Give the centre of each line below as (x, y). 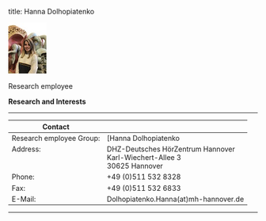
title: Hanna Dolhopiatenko (51, 11)
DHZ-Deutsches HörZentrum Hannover (171, 149)
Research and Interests (47, 101)
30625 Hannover (135, 166)
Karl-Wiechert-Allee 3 (144, 157)
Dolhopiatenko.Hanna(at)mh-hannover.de (175, 199)
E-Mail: (24, 199)
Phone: (23, 177)
